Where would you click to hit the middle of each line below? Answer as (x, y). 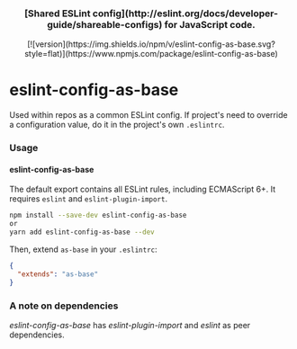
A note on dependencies (64, 306)
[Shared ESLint (57, 13)
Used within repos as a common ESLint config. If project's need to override (148, 115)
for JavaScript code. (210, 24)
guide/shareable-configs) (105, 24)
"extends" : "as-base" (58, 274)
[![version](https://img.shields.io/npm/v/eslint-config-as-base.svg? (151, 44)
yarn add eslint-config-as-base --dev (82, 232)
